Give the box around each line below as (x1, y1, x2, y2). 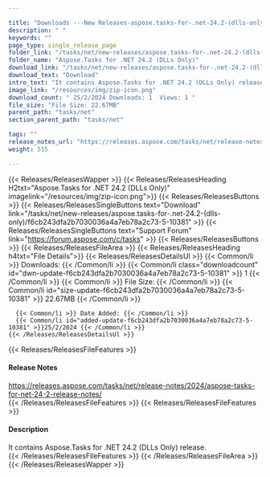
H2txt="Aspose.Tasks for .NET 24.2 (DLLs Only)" (8, 182, 171, 193)
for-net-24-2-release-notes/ (8, 389, 102, 398)
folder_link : (8, 49, 52, 57)
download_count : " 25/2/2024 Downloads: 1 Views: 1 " (8, 93, 196, 101)
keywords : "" (8, 34, 52, 42)
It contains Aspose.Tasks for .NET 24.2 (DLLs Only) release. (8, 442, 207, 452)
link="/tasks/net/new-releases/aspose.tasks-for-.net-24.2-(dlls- (8, 208, 221, 218)
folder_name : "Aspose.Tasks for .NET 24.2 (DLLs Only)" (8, 56, 199, 64)
